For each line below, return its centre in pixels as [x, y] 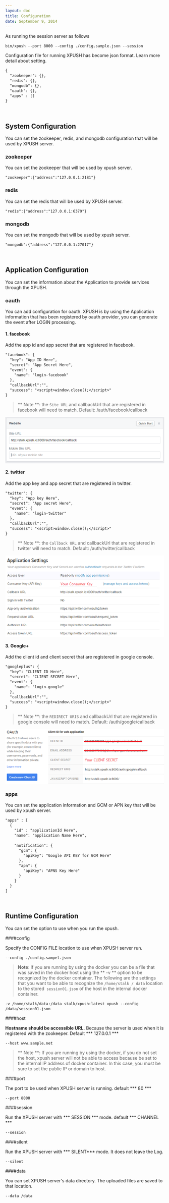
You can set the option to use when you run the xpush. [62, 928]
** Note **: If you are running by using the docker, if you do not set [87, 1053]
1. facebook [18, 334]
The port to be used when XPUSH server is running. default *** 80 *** [78, 1088]
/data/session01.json [28, 1009]
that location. [19, 1186]
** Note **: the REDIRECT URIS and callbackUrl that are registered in [87, 717]
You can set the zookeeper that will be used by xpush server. [69, 168]
